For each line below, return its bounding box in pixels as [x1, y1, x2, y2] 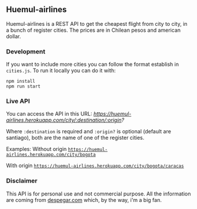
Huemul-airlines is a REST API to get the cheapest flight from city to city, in [6, 20, 188, 27]
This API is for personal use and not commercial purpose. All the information [6, 190, 191, 197]
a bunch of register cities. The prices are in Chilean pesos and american [6, 26, 181, 33]
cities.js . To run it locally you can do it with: [6, 67, 116, 74]
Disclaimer [6, 177, 38, 185]
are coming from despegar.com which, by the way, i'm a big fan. [6, 196, 162, 203]
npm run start [6, 83, 41, 90]
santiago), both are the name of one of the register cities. [6, 134, 145, 141]
